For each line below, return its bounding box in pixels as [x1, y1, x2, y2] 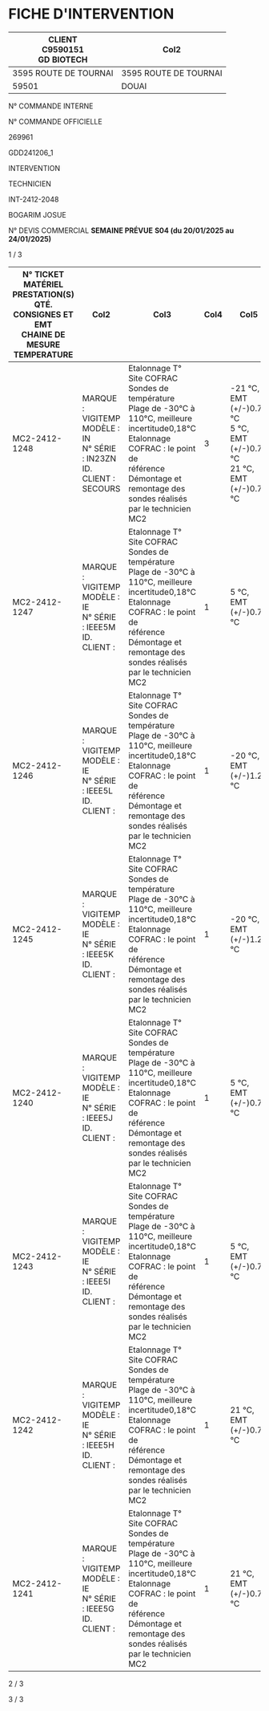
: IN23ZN [82, 453, 117, 464]
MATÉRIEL [22, 279, 64, 290]
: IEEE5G [82, 1603, 114, 1614]
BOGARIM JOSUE [8, 210, 66, 219]
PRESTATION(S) [12, 288, 74, 299]
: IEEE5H [82, 1439, 114, 1450]
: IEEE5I [82, 1276, 110, 1287]
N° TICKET [22, 268, 65, 279]
